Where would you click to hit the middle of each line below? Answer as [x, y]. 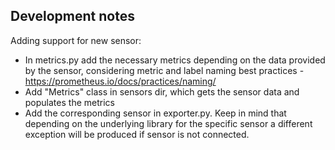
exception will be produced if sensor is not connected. [137, 134]
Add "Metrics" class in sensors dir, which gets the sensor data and [162, 91]
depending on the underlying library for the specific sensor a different [168, 123]
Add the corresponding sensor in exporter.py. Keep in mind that [155, 113]
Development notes [72, 16]
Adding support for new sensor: [76, 40]
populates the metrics [69, 102]
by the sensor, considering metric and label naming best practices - [164, 70]
